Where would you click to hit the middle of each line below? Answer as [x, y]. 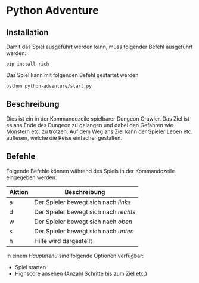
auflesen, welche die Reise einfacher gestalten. [64, 137]
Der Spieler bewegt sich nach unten [84, 231]
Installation [27, 33]
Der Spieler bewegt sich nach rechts [85, 211]
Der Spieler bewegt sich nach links [83, 202]
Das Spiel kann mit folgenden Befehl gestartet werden [72, 75]
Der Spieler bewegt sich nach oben [83, 222]
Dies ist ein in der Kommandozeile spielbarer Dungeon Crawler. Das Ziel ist [98, 119]
